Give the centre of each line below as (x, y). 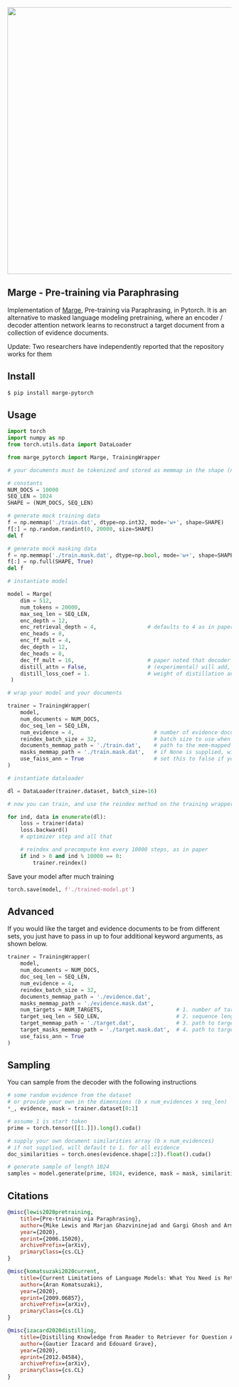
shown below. (28, 944)
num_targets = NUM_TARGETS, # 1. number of (121, 1010)
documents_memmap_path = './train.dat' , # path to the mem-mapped (126, 745)
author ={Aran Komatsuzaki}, (62, 1284)
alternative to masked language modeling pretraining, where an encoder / (115, 318)
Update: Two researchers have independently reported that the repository (116, 346)
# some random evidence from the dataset (70, 1095)
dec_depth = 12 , (44, 647)
